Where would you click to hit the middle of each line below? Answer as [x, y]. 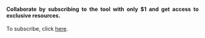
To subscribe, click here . [37, 29]
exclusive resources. [34, 15]
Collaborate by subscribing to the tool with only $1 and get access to [103, 9]
